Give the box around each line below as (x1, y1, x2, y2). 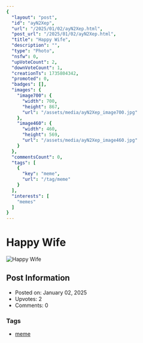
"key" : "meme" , (22, 171, 60, 177)
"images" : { (11, 87, 42, 93)
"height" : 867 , (22, 103, 60, 110)
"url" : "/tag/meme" (22, 177, 71, 183)
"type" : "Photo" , (11, 48, 55, 54)
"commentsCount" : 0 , (11, 154, 63, 160)
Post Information (6, 273, 70, 283)
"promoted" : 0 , (11, 76, 50, 82)
